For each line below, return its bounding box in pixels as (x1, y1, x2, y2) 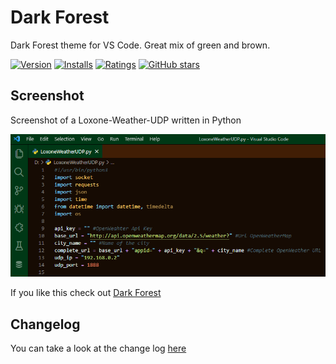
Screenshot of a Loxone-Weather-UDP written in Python (10, 114, 242, 126)
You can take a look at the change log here (10, 342, 187, 355)
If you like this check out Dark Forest (10, 287, 162, 299)
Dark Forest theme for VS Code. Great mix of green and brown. (10, 39, 271, 51)
